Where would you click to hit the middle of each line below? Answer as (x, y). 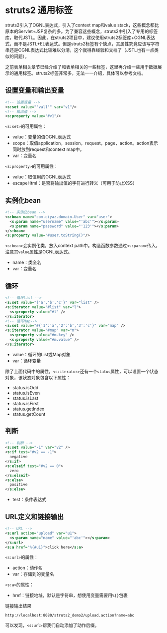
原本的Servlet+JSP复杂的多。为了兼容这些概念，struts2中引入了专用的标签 (82, 31)
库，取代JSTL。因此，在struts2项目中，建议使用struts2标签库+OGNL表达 (80, 37)
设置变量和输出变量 (35, 90)
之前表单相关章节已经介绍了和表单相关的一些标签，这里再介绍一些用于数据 (81, 67)
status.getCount (29, 414)
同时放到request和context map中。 (48, 149)
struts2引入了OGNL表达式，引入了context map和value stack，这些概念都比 (82, 25)
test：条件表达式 (29, 500)
